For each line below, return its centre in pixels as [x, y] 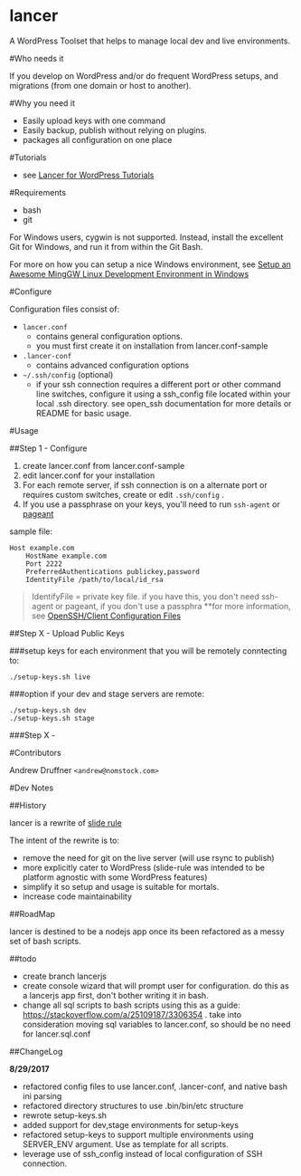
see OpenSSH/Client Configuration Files [106, 616]
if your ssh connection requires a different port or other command [159, 384]
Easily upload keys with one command [94, 120]
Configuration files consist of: [65, 309]
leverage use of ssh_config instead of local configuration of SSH [142, 1153]
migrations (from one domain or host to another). [100, 85]
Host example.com [42, 548]
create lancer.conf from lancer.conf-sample [103, 465]
